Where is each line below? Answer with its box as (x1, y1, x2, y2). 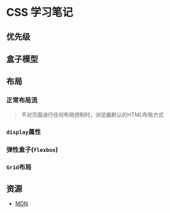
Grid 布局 (6, 163, 32, 171)
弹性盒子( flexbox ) (6, 145, 59, 154)
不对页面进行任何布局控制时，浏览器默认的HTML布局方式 (21, 111, 164, 118)
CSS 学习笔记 (6, 5, 74, 19)
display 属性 (6, 128, 41, 136)
